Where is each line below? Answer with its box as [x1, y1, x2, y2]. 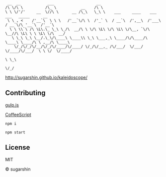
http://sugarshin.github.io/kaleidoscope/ [5, 74, 88, 80]
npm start [5, 130, 26, 135]
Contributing [5, 89, 46, 97]
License [5, 143, 30, 152]
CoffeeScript [5, 112, 31, 118]
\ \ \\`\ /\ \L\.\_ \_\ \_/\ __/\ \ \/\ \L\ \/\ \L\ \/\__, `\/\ [9, 27, 150, 32]
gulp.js [5, 102, 19, 108]
